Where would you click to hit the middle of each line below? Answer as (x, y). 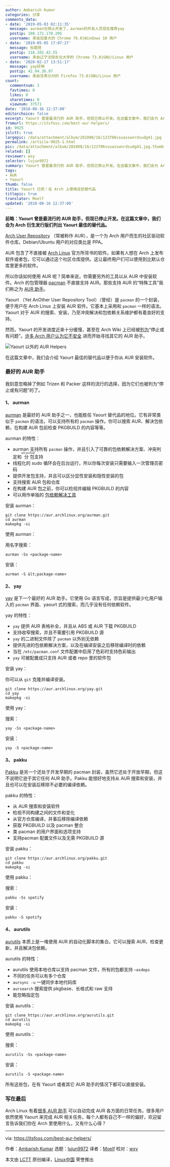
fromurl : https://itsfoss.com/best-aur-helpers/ (57, 123)
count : (12, 81)
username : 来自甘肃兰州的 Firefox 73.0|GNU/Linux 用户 (65, 76)
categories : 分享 (23, 15)
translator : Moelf (25, 198)
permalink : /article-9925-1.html (40, 142)
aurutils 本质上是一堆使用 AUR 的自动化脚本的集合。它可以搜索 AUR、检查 (82, 941)
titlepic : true (21, 194)
